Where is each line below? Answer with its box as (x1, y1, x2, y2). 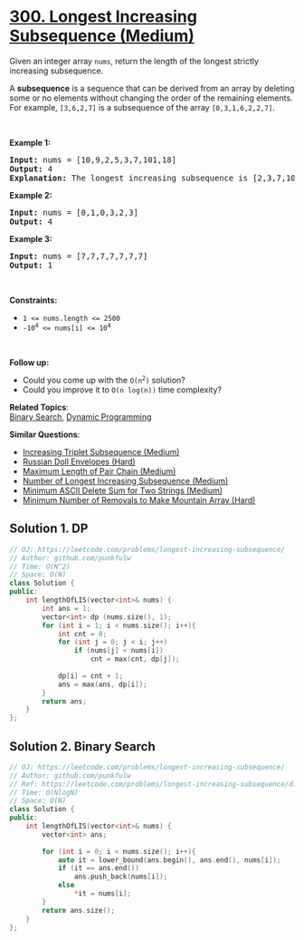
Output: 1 (9, 260, 52, 270)
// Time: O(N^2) (9, 562, 71, 571)
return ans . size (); (42, 906, 116, 915)
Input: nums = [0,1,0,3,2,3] (9, 207, 138, 218)
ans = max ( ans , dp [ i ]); (57, 680, 147, 689)
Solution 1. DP (9, 521, 89, 537)
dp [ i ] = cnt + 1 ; (57, 671, 124, 681)
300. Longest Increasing (9, 6, 197, 27)
